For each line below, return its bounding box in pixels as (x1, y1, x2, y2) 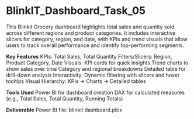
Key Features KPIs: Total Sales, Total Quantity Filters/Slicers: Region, (6, 53, 172, 60)
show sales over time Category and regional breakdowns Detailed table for (6, 65, 186, 72)
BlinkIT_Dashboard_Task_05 (6, 4, 146, 17)
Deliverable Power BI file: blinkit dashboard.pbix (6, 106, 123, 113)
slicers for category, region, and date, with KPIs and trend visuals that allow (6, 35, 188, 42)
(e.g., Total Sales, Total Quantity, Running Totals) (6, 95, 123, 102)
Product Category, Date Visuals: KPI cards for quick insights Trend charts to (6, 59, 189, 66)
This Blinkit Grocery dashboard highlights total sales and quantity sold (6, 23, 175, 30)
